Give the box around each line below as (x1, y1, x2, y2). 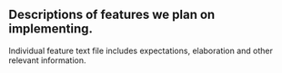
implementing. (8, 22, 93, 37)
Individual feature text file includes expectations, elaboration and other (8, 45, 274, 56)
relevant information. (8, 54, 87, 66)
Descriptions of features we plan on (8, 7, 216, 23)
